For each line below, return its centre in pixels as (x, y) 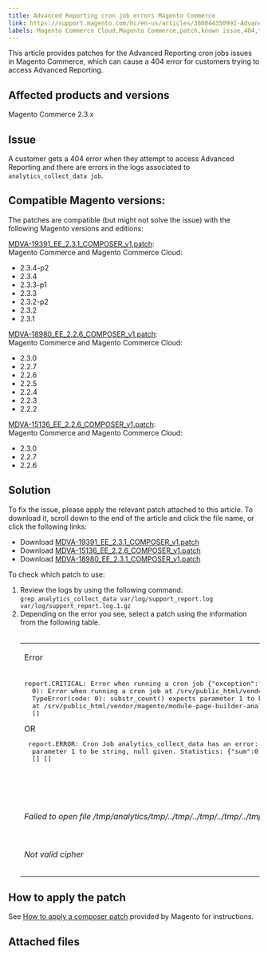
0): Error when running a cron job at (102, 691)
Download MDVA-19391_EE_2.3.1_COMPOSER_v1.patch (109, 542)
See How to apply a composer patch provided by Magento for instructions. (131, 917)
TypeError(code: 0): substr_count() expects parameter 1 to (143, 698)
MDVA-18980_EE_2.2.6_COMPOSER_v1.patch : (83, 334)
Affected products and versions (89, 95)
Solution (30, 490)
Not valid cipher (53, 854)
